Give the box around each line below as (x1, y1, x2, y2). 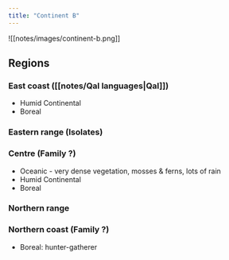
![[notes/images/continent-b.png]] (8, 33, 121, 43)
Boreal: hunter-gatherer (19, 242, 98, 251)
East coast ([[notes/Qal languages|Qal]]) (8, 80, 169, 91)
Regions (8, 56, 50, 70)
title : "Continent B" (8, 11, 80, 20)
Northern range (8, 203, 70, 214)
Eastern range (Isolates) (8, 126, 103, 138)
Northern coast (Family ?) (8, 224, 110, 235)
